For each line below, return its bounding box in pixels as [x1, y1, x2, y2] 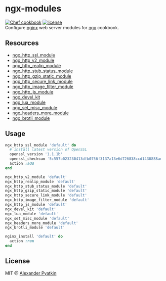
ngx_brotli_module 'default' [5, 225, 65, 230]
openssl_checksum [9, 156, 45, 161]
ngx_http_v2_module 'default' [5, 174, 68, 180]
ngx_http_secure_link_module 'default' [5, 193, 87, 198]
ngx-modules [5, 3, 62, 14]
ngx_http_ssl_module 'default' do [5, 142, 77, 147]
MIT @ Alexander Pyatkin [5, 270, 57, 276]
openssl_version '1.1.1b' [9, 152, 63, 157]
